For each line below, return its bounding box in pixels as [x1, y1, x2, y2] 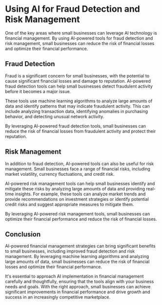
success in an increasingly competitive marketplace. [5, 294, 111, 300]
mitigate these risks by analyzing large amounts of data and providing [5, 186, 145, 191]
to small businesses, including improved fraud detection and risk [5, 248, 135, 254]
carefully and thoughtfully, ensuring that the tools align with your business [5, 279, 154, 284]
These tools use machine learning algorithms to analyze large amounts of [5, 98, 153, 104]
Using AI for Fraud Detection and [5, 3, 140, 15]
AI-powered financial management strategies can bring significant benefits [5, 243, 156, 249]
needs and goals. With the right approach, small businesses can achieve [5, 284, 151, 290]
